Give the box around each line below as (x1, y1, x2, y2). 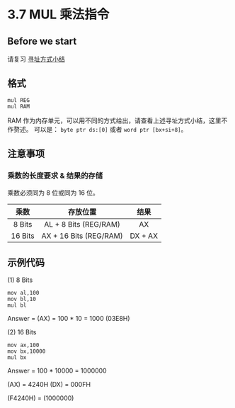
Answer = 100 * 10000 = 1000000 (7, 366, 108, 375)
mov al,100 (7, 290, 40, 297)
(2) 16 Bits (7, 328, 37, 336)
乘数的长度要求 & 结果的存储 (7, 171, 103, 181)
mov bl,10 (7, 295, 37, 303)
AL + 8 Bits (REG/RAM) (44, 219, 120, 229)
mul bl (7, 302, 27, 309)
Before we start (7, 35, 77, 47)
